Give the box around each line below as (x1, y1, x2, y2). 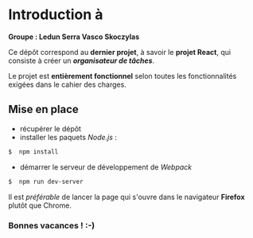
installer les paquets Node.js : (19, 132, 118, 142)
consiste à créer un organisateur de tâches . (8, 56, 155, 65)
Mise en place (8, 103, 80, 116)
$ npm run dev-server (8, 178, 84, 185)
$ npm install (8, 147, 59, 156)
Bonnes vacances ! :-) (8, 220, 95, 232)
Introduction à (8, 6, 103, 24)
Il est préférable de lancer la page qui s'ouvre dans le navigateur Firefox (8, 192, 245, 201)
